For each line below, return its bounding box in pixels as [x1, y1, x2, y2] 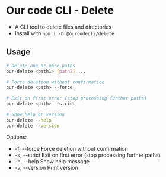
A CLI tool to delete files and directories [14, 23, 111, 30]
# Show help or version [6, 111, 65, 117]
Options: [6, 133, 27, 141]
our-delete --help [6, 117, 52, 123]
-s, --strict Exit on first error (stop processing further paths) [14, 151, 161, 159]
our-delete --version [6, 123, 60, 129]
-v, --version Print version [14, 164, 78, 171]
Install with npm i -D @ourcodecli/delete [14, 29, 114, 36]
